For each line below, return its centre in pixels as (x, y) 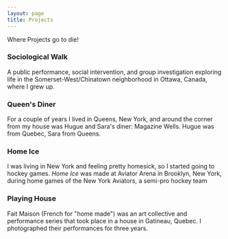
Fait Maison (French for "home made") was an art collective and (97, 214)
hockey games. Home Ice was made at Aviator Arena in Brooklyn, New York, (115, 174)
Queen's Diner (31, 104)
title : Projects (30, 20)
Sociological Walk (38, 57)
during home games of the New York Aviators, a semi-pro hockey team (107, 181)
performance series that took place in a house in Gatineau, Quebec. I (104, 221)
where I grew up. (31, 86)
